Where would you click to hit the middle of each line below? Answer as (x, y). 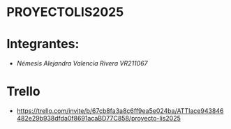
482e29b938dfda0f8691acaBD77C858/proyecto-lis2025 (98, 119)
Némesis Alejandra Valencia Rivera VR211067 (82, 63)
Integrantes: (43, 44)
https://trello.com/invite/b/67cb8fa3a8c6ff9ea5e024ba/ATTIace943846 (120, 111)
